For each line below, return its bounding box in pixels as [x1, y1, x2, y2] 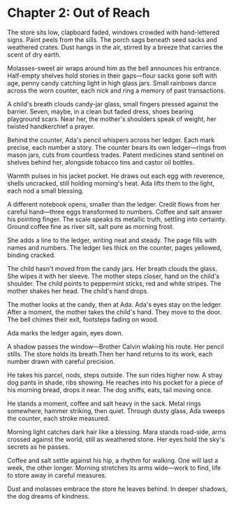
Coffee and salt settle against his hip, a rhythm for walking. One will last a [7, 456, 219, 464]
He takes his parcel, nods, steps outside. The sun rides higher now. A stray [7, 370, 223, 379]
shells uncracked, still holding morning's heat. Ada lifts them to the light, [7, 179, 215, 187]
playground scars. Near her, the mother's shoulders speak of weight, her [7, 114, 217, 123]
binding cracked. [7, 251, 56, 259]
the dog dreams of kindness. [7, 492, 90, 500]
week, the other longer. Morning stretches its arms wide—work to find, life [7, 464, 221, 472]
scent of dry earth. [7, 50, 61, 59]
